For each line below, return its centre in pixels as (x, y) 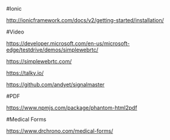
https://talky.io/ (25, 73)
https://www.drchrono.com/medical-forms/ (60, 131)
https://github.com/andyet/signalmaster (56, 84)
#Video (15, 32)
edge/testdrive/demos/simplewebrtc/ (52, 50)
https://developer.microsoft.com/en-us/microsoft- (68, 43)
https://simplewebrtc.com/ (39, 61)
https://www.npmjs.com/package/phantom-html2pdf (72, 108)
